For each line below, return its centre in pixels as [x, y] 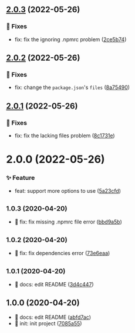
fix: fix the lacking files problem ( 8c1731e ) [65, 136]
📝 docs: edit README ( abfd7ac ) [53, 317]
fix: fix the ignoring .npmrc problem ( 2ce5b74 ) [70, 39]
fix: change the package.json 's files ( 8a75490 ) [72, 87]
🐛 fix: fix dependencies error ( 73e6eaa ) [62, 253]
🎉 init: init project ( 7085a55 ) [48, 323]
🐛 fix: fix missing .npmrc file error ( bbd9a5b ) [68, 222]
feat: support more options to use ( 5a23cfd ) [68, 190]
